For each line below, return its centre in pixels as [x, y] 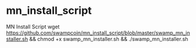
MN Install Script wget [33, 27]
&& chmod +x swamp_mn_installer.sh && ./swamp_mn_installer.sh [109, 39]
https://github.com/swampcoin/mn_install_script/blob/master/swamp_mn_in [98, 32]
